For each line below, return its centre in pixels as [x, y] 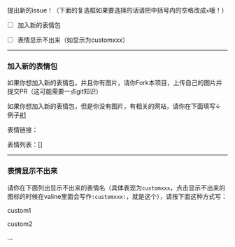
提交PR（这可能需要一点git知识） [55, 91]
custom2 [20, 224]
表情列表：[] [25, 144]
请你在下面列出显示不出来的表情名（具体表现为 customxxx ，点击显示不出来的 [116, 188]
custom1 [19, 210]
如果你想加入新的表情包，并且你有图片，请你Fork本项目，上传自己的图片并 [115, 83]
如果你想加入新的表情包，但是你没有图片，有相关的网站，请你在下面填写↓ [114, 106]
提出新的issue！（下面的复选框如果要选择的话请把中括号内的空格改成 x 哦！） [117, 10]
